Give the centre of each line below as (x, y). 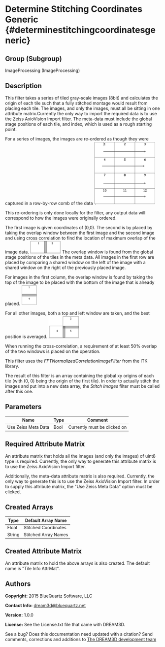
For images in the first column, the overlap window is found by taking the (79, 277)
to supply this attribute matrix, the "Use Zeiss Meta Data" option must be (79, 486)
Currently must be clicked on (98, 427)
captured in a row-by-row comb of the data (49, 203)
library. (12, 366)
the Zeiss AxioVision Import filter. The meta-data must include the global (79, 119)
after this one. (19, 391)
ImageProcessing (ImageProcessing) (43, 70)
